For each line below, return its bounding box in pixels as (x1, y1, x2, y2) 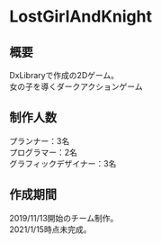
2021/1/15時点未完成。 (9, 223, 92, 235)
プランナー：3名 (9, 135, 70, 146)
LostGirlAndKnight (9, 6, 153, 27)
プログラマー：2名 (9, 147, 78, 157)
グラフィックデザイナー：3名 (9, 157, 117, 168)
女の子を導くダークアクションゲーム (9, 81, 143, 92)
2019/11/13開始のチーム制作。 (9, 212, 119, 223)
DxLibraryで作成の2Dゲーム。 (9, 70, 120, 80)
